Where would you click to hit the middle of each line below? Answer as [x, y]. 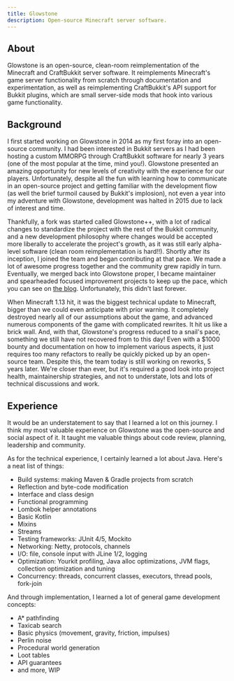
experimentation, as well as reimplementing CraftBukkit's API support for [112, 87]
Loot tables [34, 655]
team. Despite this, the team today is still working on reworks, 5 [120, 361]
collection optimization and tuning [66, 568]
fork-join [30, 583]
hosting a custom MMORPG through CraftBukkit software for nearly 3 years [116, 156]
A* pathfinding [38, 618]
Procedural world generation [58, 647]
